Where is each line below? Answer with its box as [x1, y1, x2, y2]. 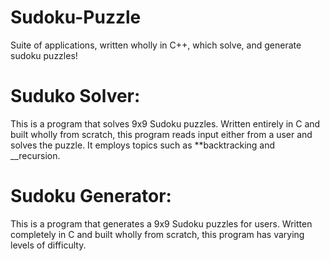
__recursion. [10, 149, 61, 161]
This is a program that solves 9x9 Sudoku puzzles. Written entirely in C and [10, 117, 321, 130]
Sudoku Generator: [10, 185, 172, 208]
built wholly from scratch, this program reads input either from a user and [10, 128, 313, 140]
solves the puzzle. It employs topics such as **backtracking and [10, 139, 276, 151]
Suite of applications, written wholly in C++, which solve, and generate [10, 39, 302, 51]
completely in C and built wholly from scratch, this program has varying [10, 228, 305, 240]
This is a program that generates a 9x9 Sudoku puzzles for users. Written [10, 217, 313, 230]
